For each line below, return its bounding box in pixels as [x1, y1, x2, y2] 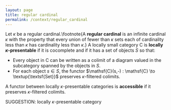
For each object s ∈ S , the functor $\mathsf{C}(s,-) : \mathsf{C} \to [12, 68, 156, 74]
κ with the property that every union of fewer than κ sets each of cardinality [5, 36, 164, 42]
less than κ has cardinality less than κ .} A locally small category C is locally [5, 42, 163, 48]
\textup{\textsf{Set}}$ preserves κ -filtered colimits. [12, 74, 120, 80]
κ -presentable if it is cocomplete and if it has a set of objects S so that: [5, 47, 156, 54]
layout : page [5, 7, 33, 13]
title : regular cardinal [5, 12, 58, 17]
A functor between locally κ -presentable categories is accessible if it [5, 83, 151, 90]
